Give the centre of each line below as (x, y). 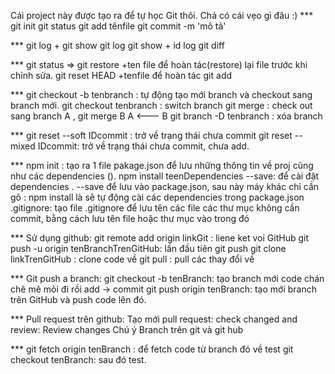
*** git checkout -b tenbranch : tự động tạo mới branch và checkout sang (161, 94)
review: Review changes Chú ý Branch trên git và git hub (127, 329)
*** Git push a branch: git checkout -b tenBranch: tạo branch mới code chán (167, 278)
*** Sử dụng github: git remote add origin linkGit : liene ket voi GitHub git (159, 238)
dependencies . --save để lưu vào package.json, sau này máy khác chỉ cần (165, 186)
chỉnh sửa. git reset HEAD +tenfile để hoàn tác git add (121, 75)
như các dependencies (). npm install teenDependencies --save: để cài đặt (165, 176)
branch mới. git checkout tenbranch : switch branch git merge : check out (161, 105)
